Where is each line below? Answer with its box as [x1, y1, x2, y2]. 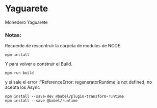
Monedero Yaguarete [5, 19, 48, 25]
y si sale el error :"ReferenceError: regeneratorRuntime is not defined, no [5, 79, 152, 85]
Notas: [5, 32, 22, 38]
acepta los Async [5, 84, 40, 90]
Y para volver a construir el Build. [5, 61, 73, 67]
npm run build [5, 71, 34, 75]
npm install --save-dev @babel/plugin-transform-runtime [5, 94, 124, 99]
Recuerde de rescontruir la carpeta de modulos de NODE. [5, 43, 122, 49]
